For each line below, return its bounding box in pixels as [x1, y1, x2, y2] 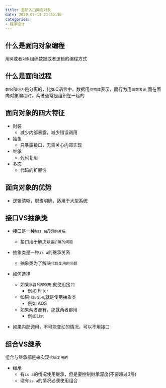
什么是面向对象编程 [5, 41, 65, 50]
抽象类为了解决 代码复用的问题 [20, 260, 77, 266]
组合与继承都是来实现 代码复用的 [5, 354, 68, 360]
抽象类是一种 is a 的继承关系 [12, 249, 70, 255]
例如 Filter [27, 288, 49, 294]
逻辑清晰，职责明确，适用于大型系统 [12, 198, 88, 204]
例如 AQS [27, 300, 47, 306]
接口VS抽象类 [5, 214, 48, 222]
